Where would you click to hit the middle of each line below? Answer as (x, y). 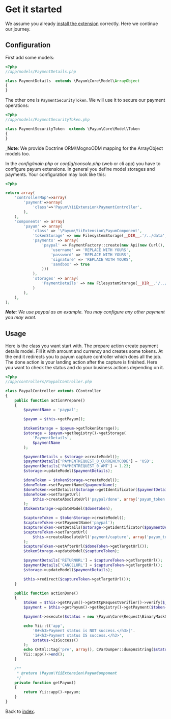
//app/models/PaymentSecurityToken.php (48, 120)
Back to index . (20, 711)
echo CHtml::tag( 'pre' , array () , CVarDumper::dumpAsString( (89, 650)
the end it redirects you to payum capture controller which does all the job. (83, 357)
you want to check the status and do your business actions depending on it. (85, 368)
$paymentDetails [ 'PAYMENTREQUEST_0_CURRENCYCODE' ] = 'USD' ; (89, 461)
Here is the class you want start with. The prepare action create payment (82, 346)
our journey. (18, 29)
